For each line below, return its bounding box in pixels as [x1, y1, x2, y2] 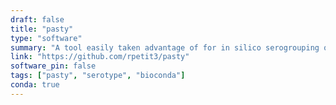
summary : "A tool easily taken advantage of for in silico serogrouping [10, 42, 320, 53]
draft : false [10, 14, 65, 25]
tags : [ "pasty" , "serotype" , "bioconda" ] [10, 71, 186, 81]
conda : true [10, 80, 60, 90]
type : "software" [10, 33, 83, 43]
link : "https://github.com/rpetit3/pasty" [10, 52, 190, 62]
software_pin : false [10, 61, 97, 71]
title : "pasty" [10, 24, 74, 34]
